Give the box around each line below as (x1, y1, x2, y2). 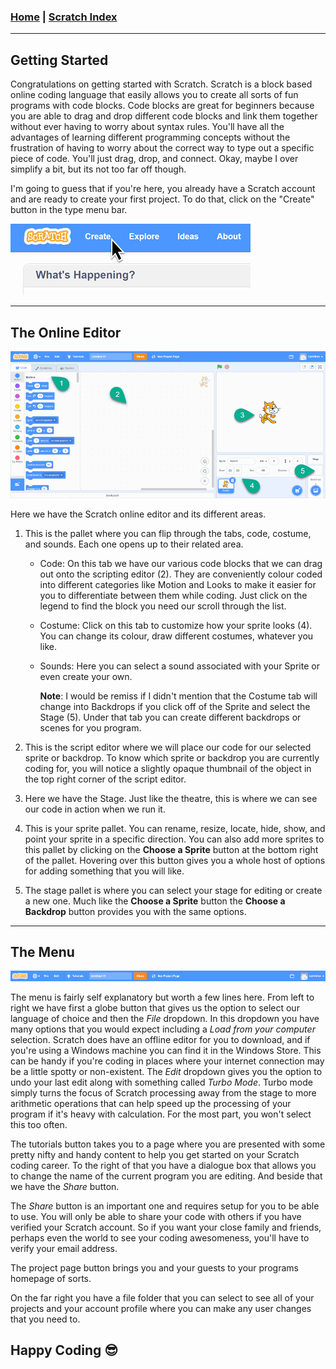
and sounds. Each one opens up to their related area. (24, 538, 244, 550)
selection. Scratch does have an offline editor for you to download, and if (10, 1033, 311, 1045)
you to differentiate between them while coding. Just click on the (39, 589, 308, 601)
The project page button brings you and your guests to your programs (10, 1261, 299, 1274)
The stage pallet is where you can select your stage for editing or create (24, 884, 323, 896)
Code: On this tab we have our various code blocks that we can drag (39, 557, 323, 569)
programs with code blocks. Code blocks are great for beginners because (10, 100, 315, 112)
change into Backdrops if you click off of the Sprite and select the (39, 700, 311, 712)
